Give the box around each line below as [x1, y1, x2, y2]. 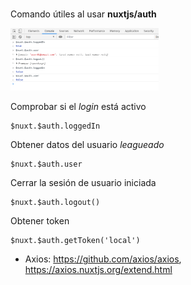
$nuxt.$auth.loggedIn [10, 121, 101, 132]
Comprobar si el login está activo [10, 101, 147, 113]
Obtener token [10, 215, 70, 227]
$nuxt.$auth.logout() [10, 198, 101, 208]
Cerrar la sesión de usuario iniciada [10, 177, 157, 189]
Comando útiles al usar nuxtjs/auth [10, 8, 157, 20]
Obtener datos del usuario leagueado [10, 139, 165, 151]
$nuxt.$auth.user [10, 159, 83, 170]
